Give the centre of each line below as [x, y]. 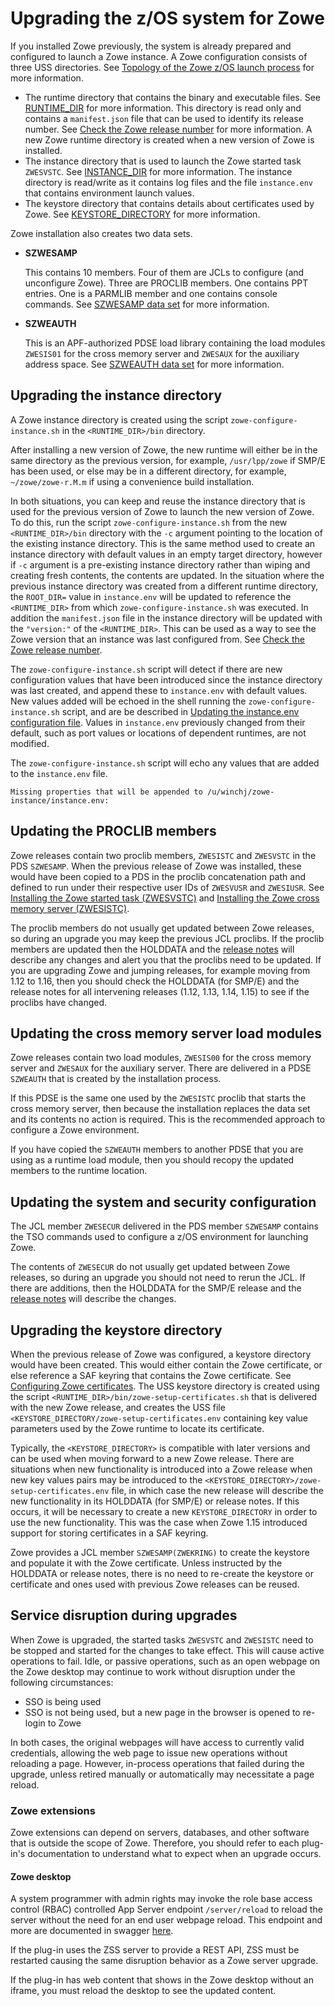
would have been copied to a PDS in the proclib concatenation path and [158, 876]
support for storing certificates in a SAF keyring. [109, 1533]
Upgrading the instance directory [116, 395]
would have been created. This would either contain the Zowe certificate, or [166, 1365]
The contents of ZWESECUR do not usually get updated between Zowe [150, 1267]
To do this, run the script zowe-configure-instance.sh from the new [149, 522]
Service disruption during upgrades [124, 1615]
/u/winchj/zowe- [240, 792]
